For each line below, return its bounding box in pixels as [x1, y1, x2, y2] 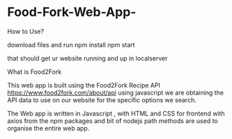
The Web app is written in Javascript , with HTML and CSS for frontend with [7, 109, 225, 117]
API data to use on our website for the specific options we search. [7, 95, 196, 104]
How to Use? [7, 27, 44, 35]
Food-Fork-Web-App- [7, 4, 137, 20]
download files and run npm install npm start [7, 40, 135, 49]
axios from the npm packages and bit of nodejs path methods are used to [7, 116, 218, 125]
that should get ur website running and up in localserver [7, 54, 169, 63]
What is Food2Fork [7, 67, 62, 76]
